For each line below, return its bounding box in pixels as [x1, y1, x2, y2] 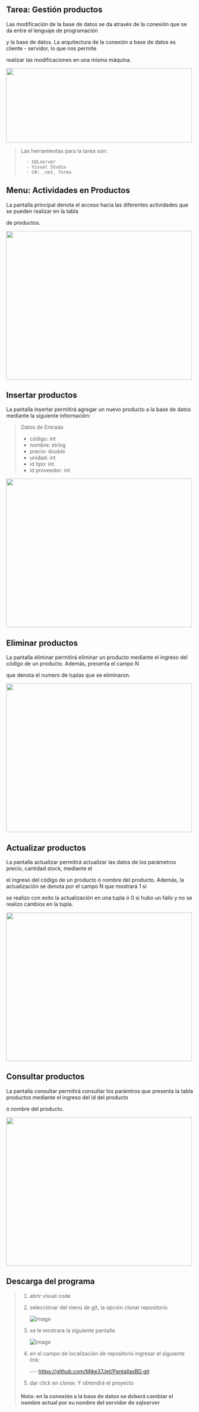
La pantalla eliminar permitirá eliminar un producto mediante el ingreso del [6, 654, 188, 661]
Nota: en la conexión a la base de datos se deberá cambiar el [20, 1393, 173, 1400]
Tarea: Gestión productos [6, 5, 103, 15]
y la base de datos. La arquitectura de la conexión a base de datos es [6, 38, 176, 45]
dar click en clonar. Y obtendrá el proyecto [29, 1379, 134, 1386]
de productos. [6, 219, 40, 226]
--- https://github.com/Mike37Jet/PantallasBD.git [29, 1367, 150, 1375]
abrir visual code [29, 1292, 71, 1299]
